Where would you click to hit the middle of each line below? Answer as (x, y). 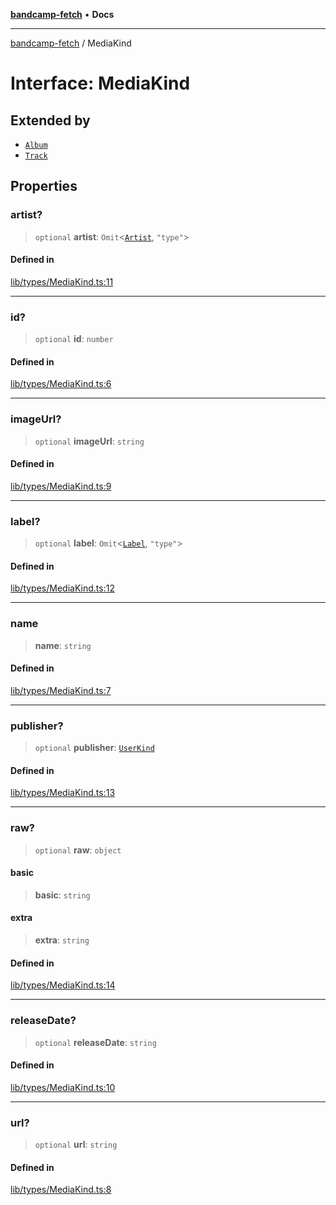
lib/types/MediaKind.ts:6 (61, 384)
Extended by (50, 120)
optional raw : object (78, 850)
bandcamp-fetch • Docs (62, 14)
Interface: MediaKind (100, 83)
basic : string (62, 895)
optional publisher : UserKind (94, 748)
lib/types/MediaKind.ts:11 (62, 281)
